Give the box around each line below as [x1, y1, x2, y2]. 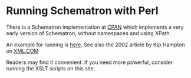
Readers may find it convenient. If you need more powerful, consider [6, 59, 173, 66]
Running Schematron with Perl [6, 4, 159, 18]
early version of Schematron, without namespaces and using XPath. [6, 29, 172, 36]
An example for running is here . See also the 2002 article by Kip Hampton [6, 41, 186, 48]
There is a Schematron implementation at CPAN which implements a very [6, 23, 184, 30]
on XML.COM [6, 47, 39, 54]
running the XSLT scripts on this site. [6, 65, 95, 72]
